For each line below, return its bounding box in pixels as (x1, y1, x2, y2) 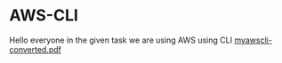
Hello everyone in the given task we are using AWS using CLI (9, 35, 233, 45)
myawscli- (234, 35, 273, 45)
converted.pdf (9, 43, 62, 54)
